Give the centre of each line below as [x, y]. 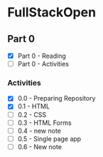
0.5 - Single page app [49, 138]
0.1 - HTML [34, 106]
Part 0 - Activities [43, 64]
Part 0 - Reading [42, 56]
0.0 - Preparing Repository [56, 98]
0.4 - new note [39, 131]
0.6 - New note [40, 146]
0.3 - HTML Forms [45, 123]
